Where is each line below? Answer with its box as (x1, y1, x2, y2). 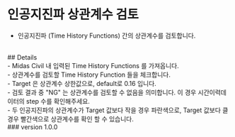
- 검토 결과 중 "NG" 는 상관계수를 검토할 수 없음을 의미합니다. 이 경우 (7, 88, 197, 97)
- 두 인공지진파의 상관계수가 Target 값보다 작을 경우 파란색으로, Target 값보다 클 (7, 106, 229, 114)
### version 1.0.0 (7, 122, 58, 131)
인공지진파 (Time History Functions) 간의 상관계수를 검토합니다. (17, 31, 196, 40)
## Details (7, 53, 38, 61)
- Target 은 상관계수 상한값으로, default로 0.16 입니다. (7, 79, 157, 87)
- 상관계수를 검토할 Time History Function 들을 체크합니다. (7, 70, 171, 79)
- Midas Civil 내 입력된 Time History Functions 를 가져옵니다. (7, 61, 179, 70)
